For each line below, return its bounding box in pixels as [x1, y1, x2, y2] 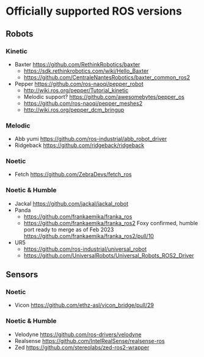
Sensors [5, 270, 38, 280]
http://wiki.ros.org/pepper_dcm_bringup [23, 106, 125, 114]
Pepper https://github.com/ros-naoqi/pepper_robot [14, 80, 144, 87]
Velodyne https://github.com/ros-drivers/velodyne [14, 331, 142, 338]
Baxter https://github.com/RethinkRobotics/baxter [14, 60, 140, 68]
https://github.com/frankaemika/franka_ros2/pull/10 [23, 232, 154, 239]
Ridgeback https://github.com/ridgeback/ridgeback [14, 142, 145, 149]
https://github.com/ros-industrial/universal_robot [23, 245, 147, 253]
